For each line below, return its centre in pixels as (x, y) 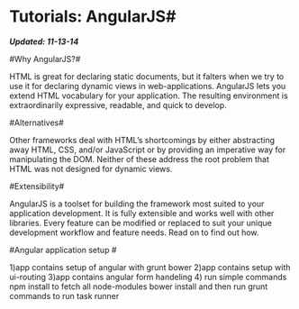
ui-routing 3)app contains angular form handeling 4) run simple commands (148, 277)
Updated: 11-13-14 (44, 41)
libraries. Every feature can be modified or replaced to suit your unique (141, 223)
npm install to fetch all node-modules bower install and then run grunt (139, 286)
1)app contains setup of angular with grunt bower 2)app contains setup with (150, 267)
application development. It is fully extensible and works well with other (142, 213)
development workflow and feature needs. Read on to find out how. (134, 232)
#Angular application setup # (63, 250)
